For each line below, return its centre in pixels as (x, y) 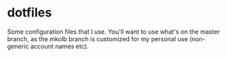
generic (18, 46)
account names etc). (59, 46)
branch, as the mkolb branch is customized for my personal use (98, 38)
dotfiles (30, 13)
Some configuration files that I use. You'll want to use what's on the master (114, 32)
